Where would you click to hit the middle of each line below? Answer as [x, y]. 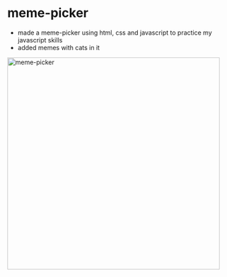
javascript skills [40, 40]
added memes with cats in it [59, 47]
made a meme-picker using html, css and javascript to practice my [115, 33]
